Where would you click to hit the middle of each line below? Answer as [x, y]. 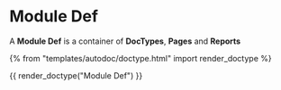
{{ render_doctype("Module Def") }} [76, 75]
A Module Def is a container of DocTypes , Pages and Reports [125, 41]
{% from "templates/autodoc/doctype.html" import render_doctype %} [140, 58]
